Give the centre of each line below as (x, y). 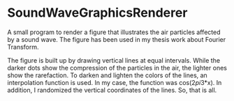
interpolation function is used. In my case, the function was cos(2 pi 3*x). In (115, 82)
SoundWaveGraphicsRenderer (97, 13)
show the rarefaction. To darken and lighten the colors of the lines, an (107, 75)
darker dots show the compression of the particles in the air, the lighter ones (117, 68)
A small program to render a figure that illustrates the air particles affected (114, 32)
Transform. (23, 47)
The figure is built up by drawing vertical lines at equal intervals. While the (114, 60)
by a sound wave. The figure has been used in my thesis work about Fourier (117, 39)
